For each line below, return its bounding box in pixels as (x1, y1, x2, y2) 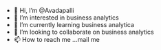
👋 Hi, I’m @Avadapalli (13, 7, 74, 14)
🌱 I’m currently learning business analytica (13, 21, 135, 28)
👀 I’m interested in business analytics (13, 14, 119, 22)
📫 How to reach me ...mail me (13, 36, 100, 43)
